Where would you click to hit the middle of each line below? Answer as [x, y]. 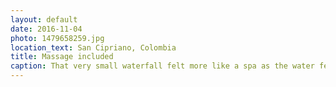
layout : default [44, 19]
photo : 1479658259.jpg [57, 38]
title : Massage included [62, 57]
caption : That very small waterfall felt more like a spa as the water [162, 66]
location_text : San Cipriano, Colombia [93, 47]
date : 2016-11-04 [46, 29]
